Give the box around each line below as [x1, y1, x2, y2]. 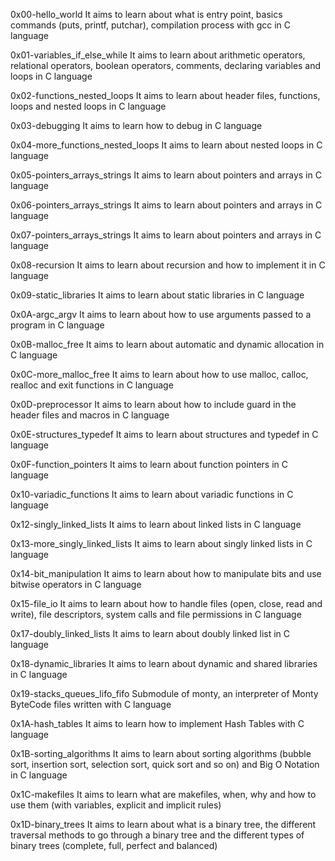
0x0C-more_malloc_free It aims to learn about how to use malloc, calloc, [10, 369, 309, 380]
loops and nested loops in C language [10, 100, 167, 112]
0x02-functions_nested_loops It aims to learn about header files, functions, [10, 90, 321, 101]
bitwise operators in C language [10, 579, 142, 590]
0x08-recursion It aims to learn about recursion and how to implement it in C [10, 259, 326, 271]
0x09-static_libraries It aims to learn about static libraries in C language [10, 289, 305, 301]
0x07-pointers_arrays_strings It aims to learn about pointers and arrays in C [10, 229, 322, 241]
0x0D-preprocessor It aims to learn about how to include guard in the [10, 399, 297, 410]
